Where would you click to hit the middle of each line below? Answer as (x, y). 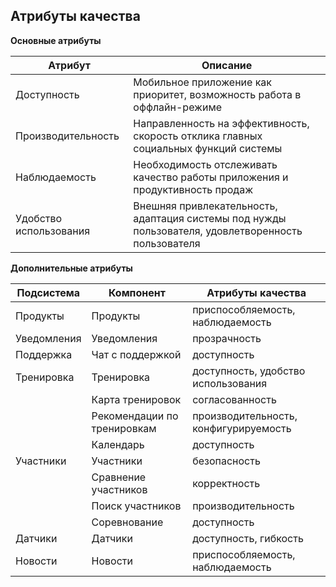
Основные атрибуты (56, 40)
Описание (227, 65)
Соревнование (127, 522)
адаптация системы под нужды (210, 218)
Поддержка (44, 354)
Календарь (118, 444)
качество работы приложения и (211, 177)
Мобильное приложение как (202, 82)
